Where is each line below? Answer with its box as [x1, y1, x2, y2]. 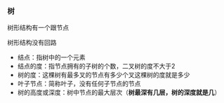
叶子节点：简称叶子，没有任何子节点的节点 [17, 79, 141, 88]
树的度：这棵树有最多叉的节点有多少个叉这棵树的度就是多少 [17, 71, 190, 79]
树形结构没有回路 [7, 39, 57, 47]
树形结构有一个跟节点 [7, 23, 69, 32]
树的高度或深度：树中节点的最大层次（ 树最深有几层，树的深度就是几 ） [17, 88, 221, 97]
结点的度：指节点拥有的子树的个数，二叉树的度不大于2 [17, 62, 176, 71]
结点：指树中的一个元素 [17, 53, 86, 62]
